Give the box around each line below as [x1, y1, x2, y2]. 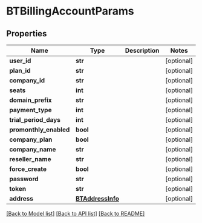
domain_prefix [9, 96, 53, 104]
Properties [6, 28, 47, 39]
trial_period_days [9, 116, 60, 124]
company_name [9, 145, 56, 153]
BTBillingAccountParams [6, 4, 134, 18]
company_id [9, 76, 45, 84]
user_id [9, 56, 31, 65]
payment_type [9, 106, 52, 114]
